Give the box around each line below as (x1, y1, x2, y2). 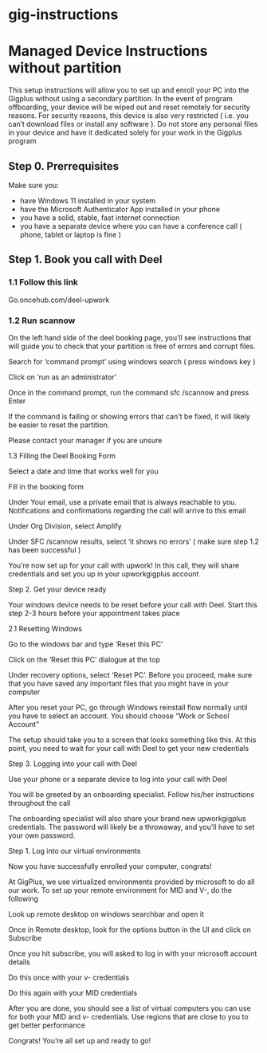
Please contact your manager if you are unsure (8, 435, 163, 445)
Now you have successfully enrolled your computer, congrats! (8, 861, 213, 870)
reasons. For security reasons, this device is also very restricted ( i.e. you (8, 111, 249, 120)
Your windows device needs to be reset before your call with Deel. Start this (8, 599, 257, 609)
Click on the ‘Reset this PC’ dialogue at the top (8, 654, 161, 664)
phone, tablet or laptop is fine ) (19, 230, 122, 239)
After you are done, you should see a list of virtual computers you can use (8, 1003, 251, 1013)
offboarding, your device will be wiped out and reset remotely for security (8, 102, 251, 112)
